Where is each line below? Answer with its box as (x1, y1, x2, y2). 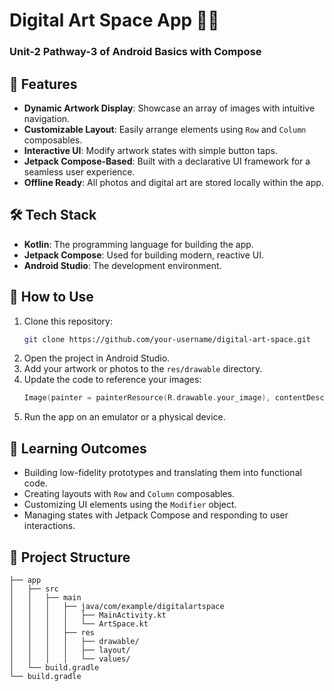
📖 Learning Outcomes (9, 440, 147, 457)
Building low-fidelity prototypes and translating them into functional (23, 467, 302, 479)
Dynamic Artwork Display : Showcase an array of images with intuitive (23, 102, 316, 114)
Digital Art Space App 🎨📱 (9, 9, 220, 32)
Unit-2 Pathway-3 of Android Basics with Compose (9, 45, 262, 59)
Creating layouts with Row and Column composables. (23, 488, 236, 500)
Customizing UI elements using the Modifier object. (23, 499, 237, 511)
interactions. (23, 520, 76, 532)
